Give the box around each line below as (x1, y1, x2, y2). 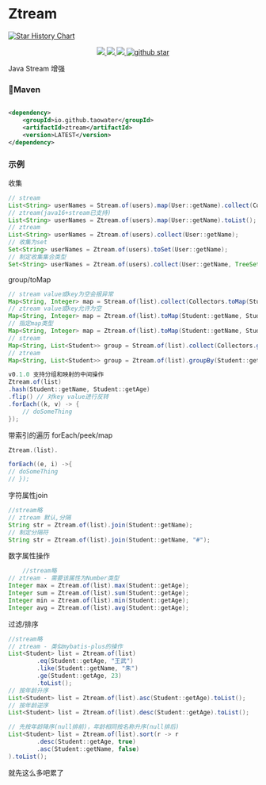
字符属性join (8, 491, 48, 500)
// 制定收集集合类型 (8, 253, 66, 261)
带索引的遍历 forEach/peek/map (8, 430, 113, 440)
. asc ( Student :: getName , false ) (36, 745, 140, 753)
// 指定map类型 (8, 320, 54, 327)
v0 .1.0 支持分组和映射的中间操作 (8, 370, 104, 379)
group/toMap (8, 274, 51, 284)
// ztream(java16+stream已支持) (8, 209, 112, 216)
